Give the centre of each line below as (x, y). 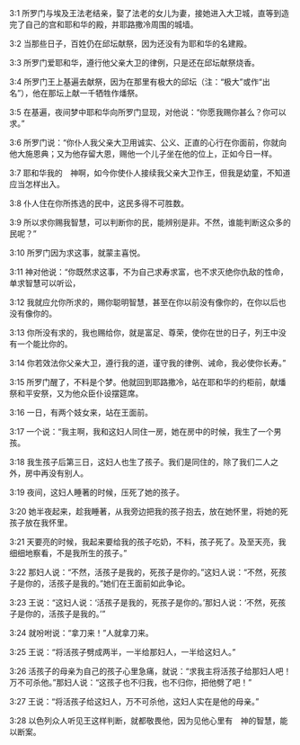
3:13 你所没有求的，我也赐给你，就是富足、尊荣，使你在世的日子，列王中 (144, 332)
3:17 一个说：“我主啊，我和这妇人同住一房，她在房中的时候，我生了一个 (141, 431)
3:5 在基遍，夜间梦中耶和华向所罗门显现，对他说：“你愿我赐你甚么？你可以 (148, 112)
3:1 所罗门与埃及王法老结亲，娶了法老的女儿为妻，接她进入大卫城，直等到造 (150, 13)
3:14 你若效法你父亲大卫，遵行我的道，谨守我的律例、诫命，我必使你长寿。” (148, 363)
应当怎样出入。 (37, 184)
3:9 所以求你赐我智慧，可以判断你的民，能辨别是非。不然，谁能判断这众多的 (150, 222)
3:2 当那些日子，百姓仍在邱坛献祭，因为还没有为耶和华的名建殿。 (131, 44)
